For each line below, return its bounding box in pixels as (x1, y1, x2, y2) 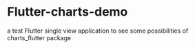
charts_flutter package (7, 33, 71, 42)
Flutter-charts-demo (7, 4, 128, 20)
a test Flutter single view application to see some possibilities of (7, 27, 189, 35)
